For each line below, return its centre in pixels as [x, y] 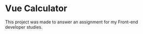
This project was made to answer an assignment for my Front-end [72, 22]
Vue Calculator [36, 8]
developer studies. [24, 27]
